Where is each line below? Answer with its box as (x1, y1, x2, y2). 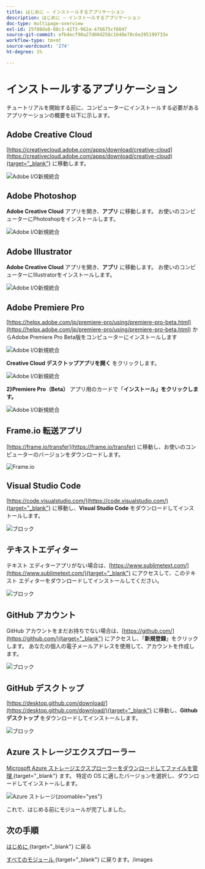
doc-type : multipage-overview (6, 20, 84, 26)
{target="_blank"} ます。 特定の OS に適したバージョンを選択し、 (13, 772, 178, 779)
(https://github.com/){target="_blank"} (6, 635, 103, 643)
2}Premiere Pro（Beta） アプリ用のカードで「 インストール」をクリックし (6, 385, 193, 392)
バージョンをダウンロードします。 (38, 450, 124, 458)
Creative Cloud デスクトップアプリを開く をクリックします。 (6, 359, 160, 367)
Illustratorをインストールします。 (32, 271, 116, 278)
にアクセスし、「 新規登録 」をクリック (104, 635, 199, 643)
